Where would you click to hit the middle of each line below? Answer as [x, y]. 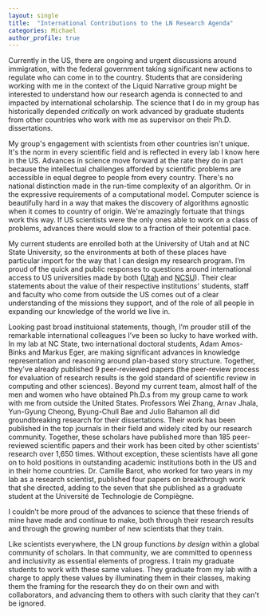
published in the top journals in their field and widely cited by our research [130, 429]
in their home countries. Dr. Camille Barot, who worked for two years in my [130, 471]
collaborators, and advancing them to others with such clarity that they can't [134, 595]
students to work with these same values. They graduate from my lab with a [133, 570]
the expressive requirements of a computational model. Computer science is [134, 194]
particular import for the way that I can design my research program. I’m [127, 261]
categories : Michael [43, 30]
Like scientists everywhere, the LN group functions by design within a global [134, 544]
